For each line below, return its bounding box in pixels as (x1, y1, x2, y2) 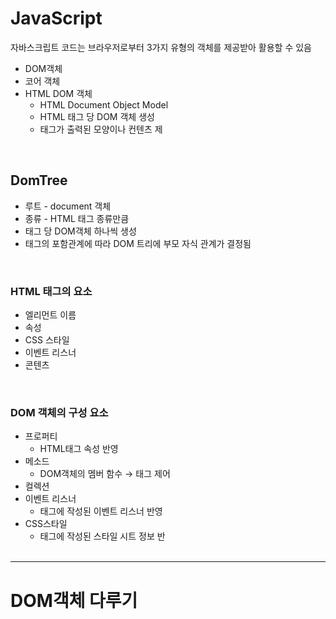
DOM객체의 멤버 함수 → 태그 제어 (39, 468, 171, 480)
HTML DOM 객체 (24, 87, 93, 99)
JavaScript (10, 7, 103, 30)
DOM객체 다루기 (10, 589, 138, 612)
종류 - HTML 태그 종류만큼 (24, 212, 130, 224)
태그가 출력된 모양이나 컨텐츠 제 (39, 123, 163, 135)
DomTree (10, 172, 68, 189)
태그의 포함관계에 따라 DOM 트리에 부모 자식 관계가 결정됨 (24, 237, 252, 249)
